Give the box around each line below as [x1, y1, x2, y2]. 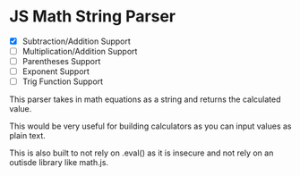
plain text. [9, 130, 47, 141]
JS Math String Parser [9, 6, 176, 27]
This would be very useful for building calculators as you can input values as [9, 121, 292, 131]
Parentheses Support [21, 56, 101, 67]
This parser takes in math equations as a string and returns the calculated [9, 94, 281, 105]
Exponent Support [21, 66, 90, 77]
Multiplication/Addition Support [21, 46, 138, 56]
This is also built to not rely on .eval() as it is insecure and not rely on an [9, 147, 274, 158]
